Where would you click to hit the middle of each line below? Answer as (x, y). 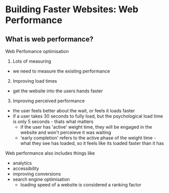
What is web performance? (49, 39)
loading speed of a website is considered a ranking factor (81, 185)
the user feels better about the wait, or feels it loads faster (74, 111)
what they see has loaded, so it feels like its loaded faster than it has (92, 143)
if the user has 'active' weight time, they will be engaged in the (86, 127)
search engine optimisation (41, 179)
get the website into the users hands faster (58, 91)
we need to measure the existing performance (61, 71)
